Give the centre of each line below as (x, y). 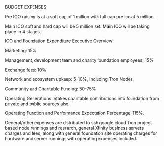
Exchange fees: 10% (26, 70)
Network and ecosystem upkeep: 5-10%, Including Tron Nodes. (70, 79)
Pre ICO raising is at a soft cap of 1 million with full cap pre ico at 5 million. (80, 17)
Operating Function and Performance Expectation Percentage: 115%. (75, 113)
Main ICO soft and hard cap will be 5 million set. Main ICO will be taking (78, 26)
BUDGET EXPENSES (26, 7)
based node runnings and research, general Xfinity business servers (75, 128)
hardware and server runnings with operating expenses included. (71, 138)
